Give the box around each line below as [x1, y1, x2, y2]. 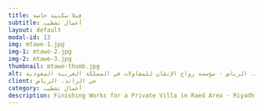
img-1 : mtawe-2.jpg [8, 48, 72, 55]
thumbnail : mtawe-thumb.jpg [8, 63, 101, 70]
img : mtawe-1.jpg [8, 41, 65, 48]
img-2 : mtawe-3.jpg [8, 55, 72, 63]
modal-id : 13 [8, 33, 51, 41]
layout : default [8, 26, 61, 34]
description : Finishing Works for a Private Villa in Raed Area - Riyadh [8, 91, 255, 99]
